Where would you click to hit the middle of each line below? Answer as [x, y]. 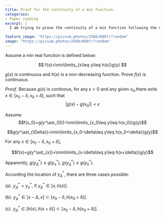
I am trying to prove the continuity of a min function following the [83, 28]
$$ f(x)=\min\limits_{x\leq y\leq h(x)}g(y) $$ [82, 65]
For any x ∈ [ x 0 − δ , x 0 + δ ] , [33, 142]
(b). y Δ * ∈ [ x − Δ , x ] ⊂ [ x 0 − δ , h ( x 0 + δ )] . [46, 197]
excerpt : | [16, 23]
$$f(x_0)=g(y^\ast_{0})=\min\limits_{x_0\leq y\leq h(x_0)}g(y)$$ [82, 123]
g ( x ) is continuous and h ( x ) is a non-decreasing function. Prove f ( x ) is [76, 74]
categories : [17, 14]
